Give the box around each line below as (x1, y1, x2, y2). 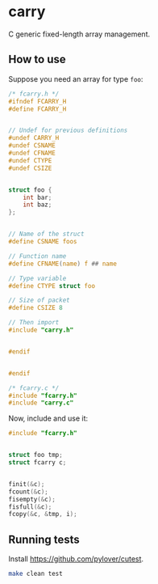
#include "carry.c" (8, 399, 74, 407)
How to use (8, 53, 66, 66)
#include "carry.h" (8, 326, 74, 334)
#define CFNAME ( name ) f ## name (8, 260, 117, 268)
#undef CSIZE (8, 164, 52, 172)
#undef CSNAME (8, 142, 56, 150)
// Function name (8, 252, 67, 260)
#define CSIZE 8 (8, 304, 63, 312)
